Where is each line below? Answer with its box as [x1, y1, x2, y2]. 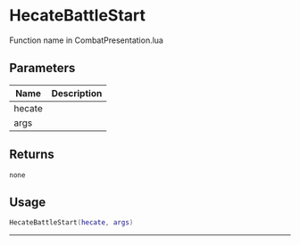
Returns [9, 147, 55, 162]
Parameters [9, 61, 76, 76]
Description [51, 86, 103, 99]
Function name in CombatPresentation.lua [9, 35, 163, 45]
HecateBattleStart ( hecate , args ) [9, 218, 134, 227]
